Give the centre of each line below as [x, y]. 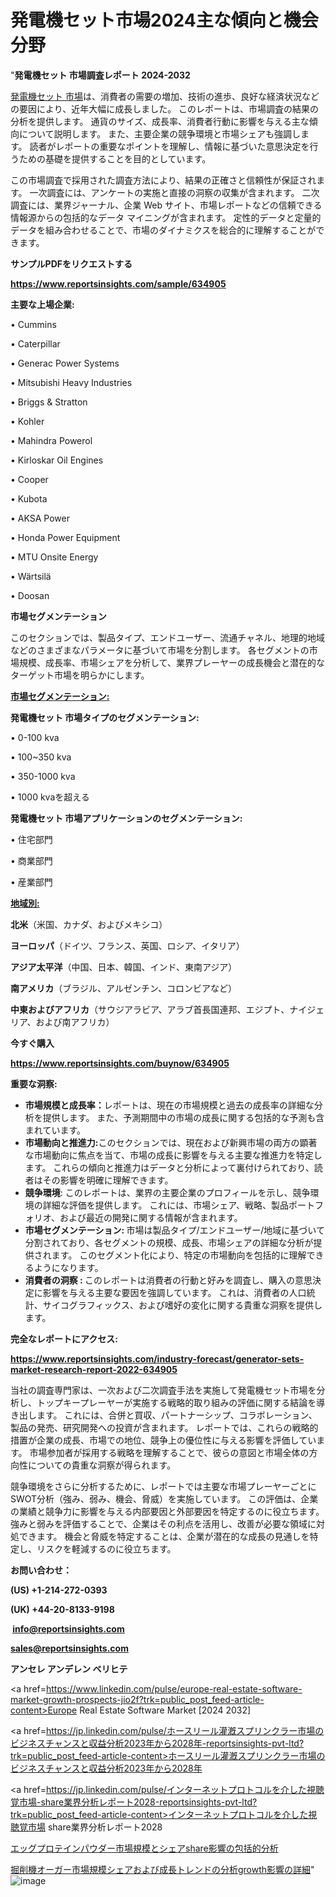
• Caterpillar [35, 343]
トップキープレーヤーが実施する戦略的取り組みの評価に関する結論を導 [181, 1402]
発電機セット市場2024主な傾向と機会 [164, 20]
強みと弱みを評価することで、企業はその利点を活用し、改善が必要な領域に [163, 1523]
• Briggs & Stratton [49, 402]
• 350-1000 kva [43, 776]
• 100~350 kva [41, 757]
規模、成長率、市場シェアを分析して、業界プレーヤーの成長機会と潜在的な [171, 662]
